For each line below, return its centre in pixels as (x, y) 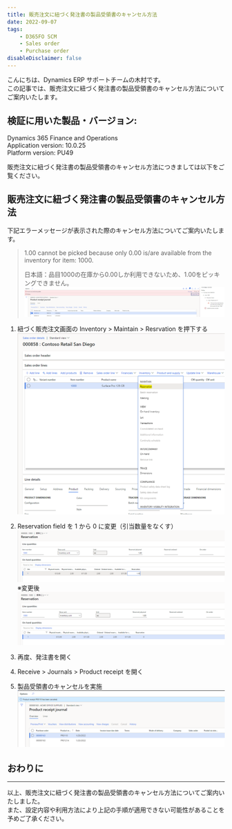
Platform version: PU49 (40, 153)
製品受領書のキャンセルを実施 (59, 686)
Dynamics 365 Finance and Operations (63, 137)
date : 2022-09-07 (32, 22)
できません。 (55, 283)
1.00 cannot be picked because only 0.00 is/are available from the (118, 253)
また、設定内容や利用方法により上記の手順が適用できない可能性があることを (116, 810)
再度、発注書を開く (45, 657)
